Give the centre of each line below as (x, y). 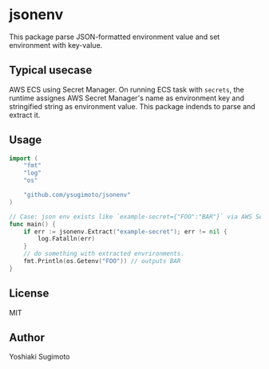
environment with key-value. (56, 45)
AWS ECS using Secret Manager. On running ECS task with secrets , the (127, 89)
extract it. (25, 115)
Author (27, 338)
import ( (24, 158)
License (29, 294)
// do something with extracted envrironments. (104, 254)
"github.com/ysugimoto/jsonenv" (77, 195)
